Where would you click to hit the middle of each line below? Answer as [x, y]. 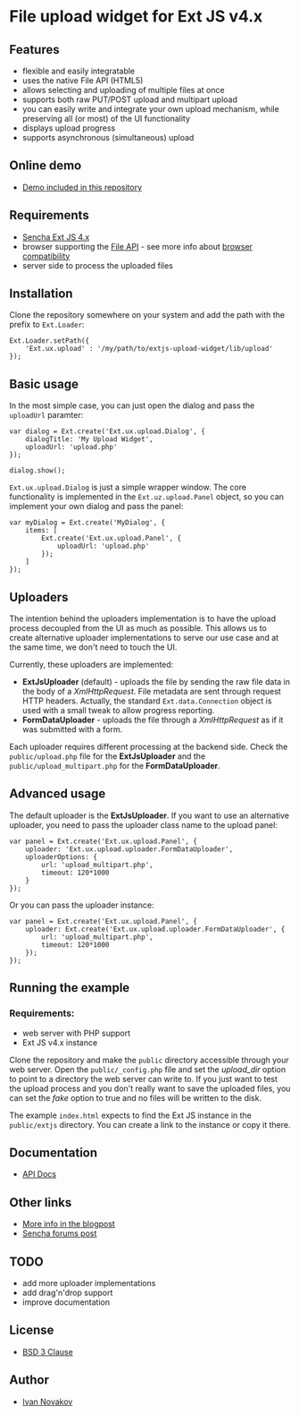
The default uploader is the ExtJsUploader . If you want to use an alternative [149, 815]
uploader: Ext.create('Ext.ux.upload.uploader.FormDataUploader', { [155, 929]
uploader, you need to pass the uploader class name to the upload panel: [144, 824]
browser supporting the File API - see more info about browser [137, 246]
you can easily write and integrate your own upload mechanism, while [150, 109]
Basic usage [44, 384]
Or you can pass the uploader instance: [82, 905]
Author [29, 1380]
